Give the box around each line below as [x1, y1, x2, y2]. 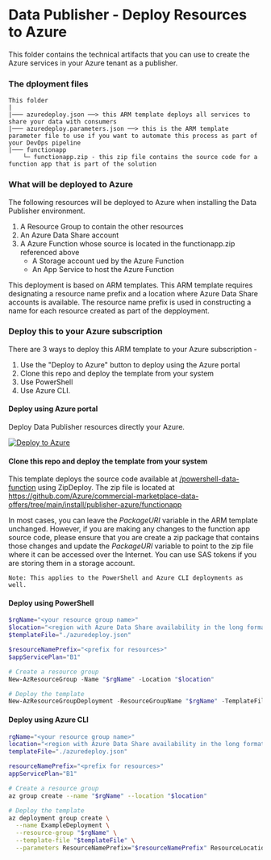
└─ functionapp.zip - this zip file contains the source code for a [23, 153, 258, 162]
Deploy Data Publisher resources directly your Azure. [8, 422, 186, 432]
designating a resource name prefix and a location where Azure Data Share [8, 288, 258, 298]
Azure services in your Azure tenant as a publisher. [8, 58, 178, 68]
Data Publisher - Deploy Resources [8, 6, 248, 24]
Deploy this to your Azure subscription [8, 325, 163, 337]
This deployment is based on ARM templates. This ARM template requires [8, 280, 253, 290]
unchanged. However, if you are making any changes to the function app [8, 524, 250, 534]
